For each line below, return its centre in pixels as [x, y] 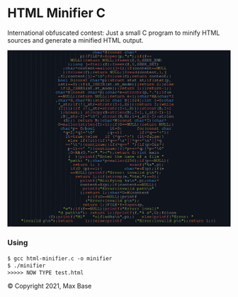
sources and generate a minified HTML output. [75, 40]
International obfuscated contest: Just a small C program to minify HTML [114, 33]
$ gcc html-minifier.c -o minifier [60, 258]
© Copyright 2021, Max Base [50, 286]
